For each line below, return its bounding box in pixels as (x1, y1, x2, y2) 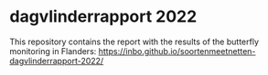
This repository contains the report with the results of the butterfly (9, 36, 259, 47)
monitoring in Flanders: (9, 45, 97, 56)
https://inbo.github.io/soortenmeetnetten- (98, 45, 256, 56)
